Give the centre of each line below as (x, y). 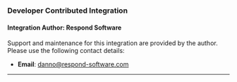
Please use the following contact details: (66, 51)
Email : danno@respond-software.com (73, 64)
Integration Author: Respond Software (65, 28)
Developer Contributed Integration (68, 11)
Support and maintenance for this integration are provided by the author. (113, 43)
